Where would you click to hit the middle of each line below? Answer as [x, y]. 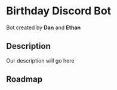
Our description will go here [40, 60]
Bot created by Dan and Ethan [44, 27]
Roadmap [24, 80]
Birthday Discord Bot [59, 11]
